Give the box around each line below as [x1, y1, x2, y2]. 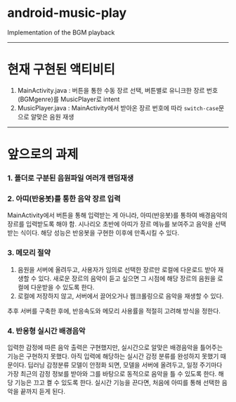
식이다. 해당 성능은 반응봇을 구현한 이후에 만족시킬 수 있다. [20, 228, 180, 237]
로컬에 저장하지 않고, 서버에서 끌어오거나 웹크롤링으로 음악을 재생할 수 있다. [17, 292, 224, 300]
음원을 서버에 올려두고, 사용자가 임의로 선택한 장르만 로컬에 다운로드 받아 [17, 265, 216, 273]
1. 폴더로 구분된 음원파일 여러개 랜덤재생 [7, 173, 134, 183]
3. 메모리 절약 [7, 248, 51, 258]
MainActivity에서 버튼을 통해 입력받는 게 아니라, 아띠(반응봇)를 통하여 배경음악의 [7, 211, 228, 219]
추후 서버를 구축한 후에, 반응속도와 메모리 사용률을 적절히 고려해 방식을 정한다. [7, 306, 221, 315]
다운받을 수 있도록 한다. [30, 283, 95, 291]
